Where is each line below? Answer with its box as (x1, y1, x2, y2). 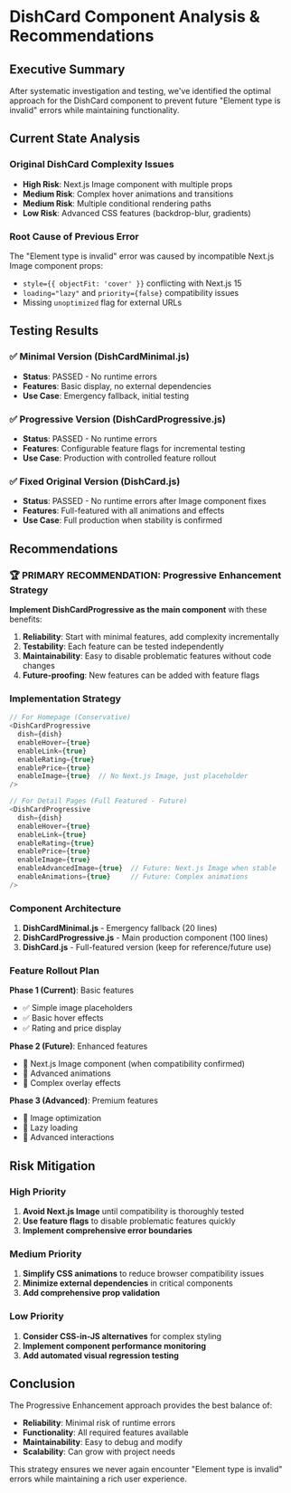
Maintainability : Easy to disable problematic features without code (22, 650, 272, 661)
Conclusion (9, 1376, 76, 1392)
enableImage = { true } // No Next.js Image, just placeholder (17, 772, 249, 781)
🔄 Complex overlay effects (22, 1078, 121, 1089)
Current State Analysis (9, 131, 141, 147)
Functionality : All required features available (22, 1427, 189, 1438)
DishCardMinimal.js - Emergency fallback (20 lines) (22, 923, 218, 934)
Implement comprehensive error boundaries (22, 1225, 192, 1236)
